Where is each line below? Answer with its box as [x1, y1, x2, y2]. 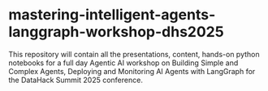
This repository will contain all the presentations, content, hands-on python [8, 49, 260, 59]
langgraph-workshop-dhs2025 [8, 23, 225, 41]
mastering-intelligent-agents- [8, 6, 216, 24]
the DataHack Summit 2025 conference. [8, 75, 144, 85]
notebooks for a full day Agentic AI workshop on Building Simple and [8, 58, 239, 68]
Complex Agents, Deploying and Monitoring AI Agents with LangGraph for [8, 66, 256, 76]
